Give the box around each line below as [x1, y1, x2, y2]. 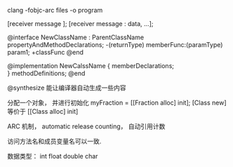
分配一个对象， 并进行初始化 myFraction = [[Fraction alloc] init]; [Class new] [7, 98, 227, 107]
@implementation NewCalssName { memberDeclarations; [7, 62, 174, 69]
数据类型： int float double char [7, 152, 98, 160]
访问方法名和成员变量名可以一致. [7, 137, 102, 145]
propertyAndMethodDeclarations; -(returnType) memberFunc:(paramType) [7, 41, 223, 48]
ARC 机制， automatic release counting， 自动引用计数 [7, 122, 166, 131]
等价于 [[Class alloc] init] [7, 107, 79, 115]
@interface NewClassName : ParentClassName [7, 33, 145, 41]
